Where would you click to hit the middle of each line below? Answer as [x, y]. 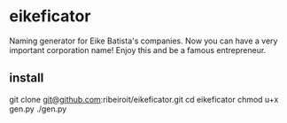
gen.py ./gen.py [38, 109]
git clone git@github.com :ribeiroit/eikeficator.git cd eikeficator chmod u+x [144, 99]
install [27, 78]
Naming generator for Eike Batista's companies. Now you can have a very [143, 41]
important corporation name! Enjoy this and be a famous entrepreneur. [138, 50]
